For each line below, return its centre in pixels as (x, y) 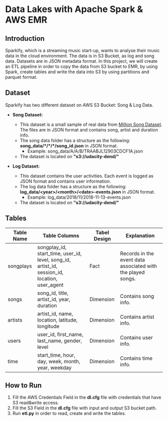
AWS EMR (26, 20)
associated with (138, 266)
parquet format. (21, 77)
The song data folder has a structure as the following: (75, 140)
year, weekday (54, 367)
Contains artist (137, 317)
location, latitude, (57, 320)
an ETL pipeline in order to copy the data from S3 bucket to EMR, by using (81, 66)
